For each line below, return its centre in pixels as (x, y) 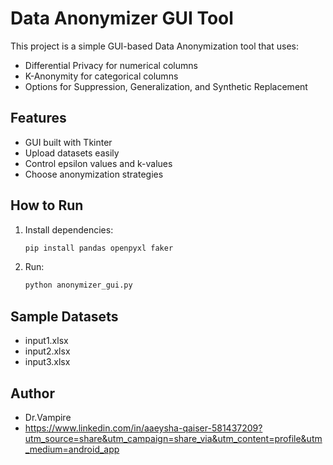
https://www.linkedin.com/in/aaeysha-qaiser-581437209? (143, 428)
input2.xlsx (47, 351)
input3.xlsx (47, 362)
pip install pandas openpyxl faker (99, 248)
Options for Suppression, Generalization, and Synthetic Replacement (166, 86)
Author (32, 393)
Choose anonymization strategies (94, 174)
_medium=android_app (72, 449)
